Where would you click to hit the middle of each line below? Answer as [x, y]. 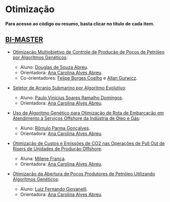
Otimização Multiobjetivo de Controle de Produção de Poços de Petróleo [89, 52]
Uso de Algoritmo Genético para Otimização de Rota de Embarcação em [88, 113]
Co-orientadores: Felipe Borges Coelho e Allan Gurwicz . [79, 78]
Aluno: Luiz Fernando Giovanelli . [54, 189]
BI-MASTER [24, 40]
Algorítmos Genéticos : [36, 179]
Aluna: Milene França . [43, 158]
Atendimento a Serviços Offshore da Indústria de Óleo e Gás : [76, 118]
